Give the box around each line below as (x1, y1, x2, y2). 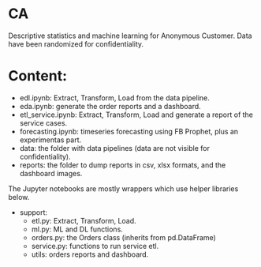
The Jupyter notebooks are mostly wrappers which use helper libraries (8, 183, 239, 194)
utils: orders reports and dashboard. (31, 250, 149, 259)
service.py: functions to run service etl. (31, 241, 159, 250)
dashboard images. (19, 168, 83, 178)
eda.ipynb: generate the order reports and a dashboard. (19, 101, 201, 111)
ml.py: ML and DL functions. (31, 224, 124, 234)
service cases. (19, 118, 68, 127)
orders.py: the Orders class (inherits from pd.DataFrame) (31, 232, 217, 242)
